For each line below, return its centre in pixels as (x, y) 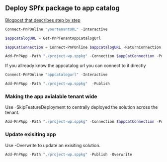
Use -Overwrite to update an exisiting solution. (53, 145)
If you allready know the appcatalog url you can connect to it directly (76, 66)
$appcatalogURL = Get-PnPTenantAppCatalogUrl (53, 38)
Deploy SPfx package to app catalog (63, 8)
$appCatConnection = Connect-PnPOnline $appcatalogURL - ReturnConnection (83, 47)
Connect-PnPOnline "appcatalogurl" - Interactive (56, 75)
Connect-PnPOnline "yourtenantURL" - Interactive (56, 29)
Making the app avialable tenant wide (51, 96)
